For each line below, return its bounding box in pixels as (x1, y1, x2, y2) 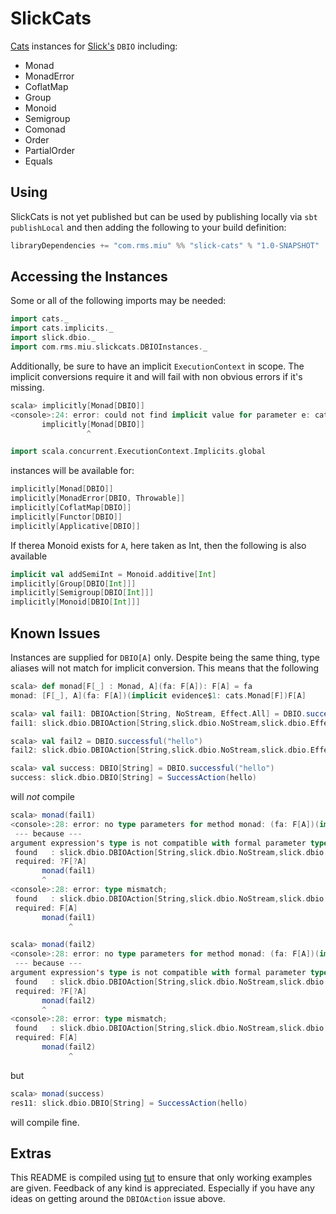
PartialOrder (24, 144, 76, 156)
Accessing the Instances (10, 268, 168, 286)
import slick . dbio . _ (10, 333, 97, 343)
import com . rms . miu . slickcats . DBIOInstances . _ (10, 342, 208, 352)
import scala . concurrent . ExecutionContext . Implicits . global (10, 447, 267, 457)
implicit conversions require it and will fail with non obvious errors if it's (10, 370, 303, 382)
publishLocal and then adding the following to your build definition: (10, 221, 287, 233)
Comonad (24, 123, 66, 135)
